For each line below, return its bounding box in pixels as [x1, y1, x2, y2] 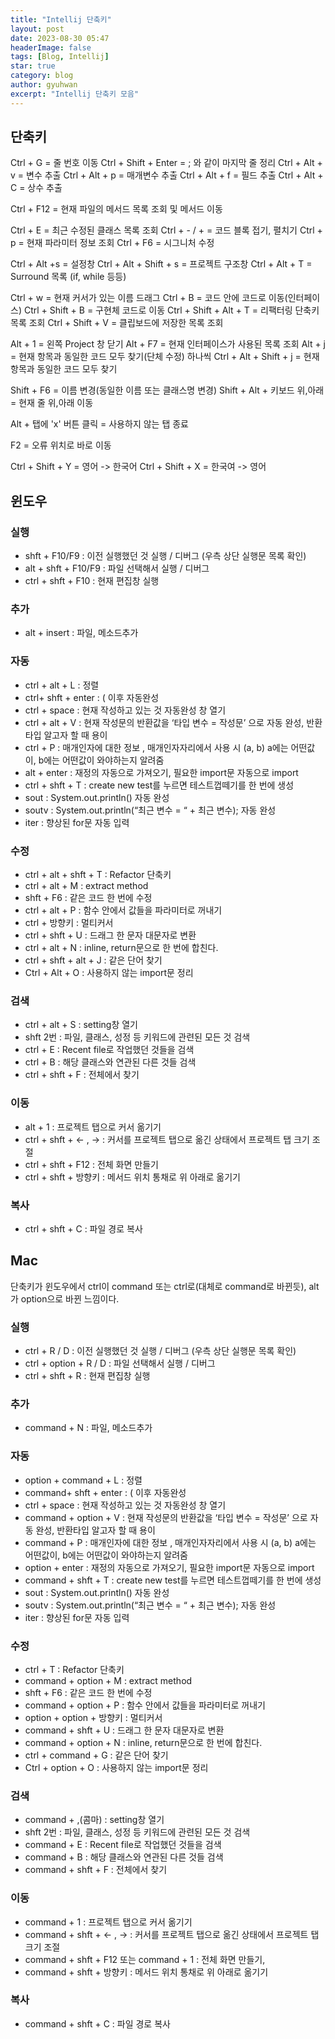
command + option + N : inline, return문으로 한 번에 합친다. [24, 1736, 263, 1748]
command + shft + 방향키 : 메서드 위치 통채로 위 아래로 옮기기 [24, 1966, 269, 1978]
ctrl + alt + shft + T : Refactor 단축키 [24, 869, 172, 881]
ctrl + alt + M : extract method [24, 880, 149, 892]
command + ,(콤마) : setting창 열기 [24, 1814, 165, 1826]
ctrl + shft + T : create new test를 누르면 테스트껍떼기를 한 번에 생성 [24, 779, 295, 791]
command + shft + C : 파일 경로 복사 [24, 2017, 171, 2030]
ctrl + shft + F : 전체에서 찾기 [24, 1069, 140, 1081]
